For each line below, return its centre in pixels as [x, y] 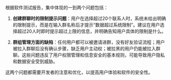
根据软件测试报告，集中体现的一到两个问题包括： [57, 7]
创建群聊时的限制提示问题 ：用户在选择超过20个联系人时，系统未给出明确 [89, 18]
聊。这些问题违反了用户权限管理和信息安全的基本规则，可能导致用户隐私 [89, 55]
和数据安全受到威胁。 [35, 61]
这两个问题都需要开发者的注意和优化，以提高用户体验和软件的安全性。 [79, 72]
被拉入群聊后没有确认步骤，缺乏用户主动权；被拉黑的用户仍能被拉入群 [87, 48]
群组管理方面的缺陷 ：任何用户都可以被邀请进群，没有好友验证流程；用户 [89, 42]
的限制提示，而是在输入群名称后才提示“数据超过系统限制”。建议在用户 [86, 25]
